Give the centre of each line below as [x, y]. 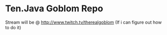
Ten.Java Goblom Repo [54, 9]
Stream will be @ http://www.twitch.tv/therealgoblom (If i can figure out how [83, 22]
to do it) [13, 27]
